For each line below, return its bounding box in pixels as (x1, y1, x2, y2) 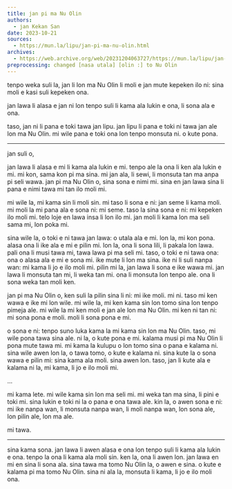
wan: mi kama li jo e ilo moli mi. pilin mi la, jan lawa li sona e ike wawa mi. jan (7, 263, 224, 271)
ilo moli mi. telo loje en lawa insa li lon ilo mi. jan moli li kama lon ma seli (7, 212, 210, 221)
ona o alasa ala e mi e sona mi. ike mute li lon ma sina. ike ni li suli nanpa (7, 255, 213, 264)
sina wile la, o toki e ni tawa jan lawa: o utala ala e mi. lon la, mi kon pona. (7, 233, 215, 242)
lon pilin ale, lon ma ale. (7, 412, 74, 421)
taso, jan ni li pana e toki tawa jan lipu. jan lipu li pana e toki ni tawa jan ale (7, 122, 217, 130)
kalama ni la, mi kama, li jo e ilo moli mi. (7, 363, 119, 371)
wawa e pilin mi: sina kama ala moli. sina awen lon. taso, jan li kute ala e (7, 356, 211, 364)
